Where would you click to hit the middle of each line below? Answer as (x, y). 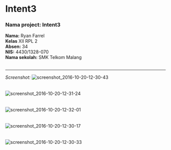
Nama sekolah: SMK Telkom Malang (44, 57)
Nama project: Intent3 (33, 25)
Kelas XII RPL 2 (21, 41)
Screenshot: (18, 77)
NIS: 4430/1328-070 (27, 52)
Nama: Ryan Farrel (25, 36)
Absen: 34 (17, 47)
